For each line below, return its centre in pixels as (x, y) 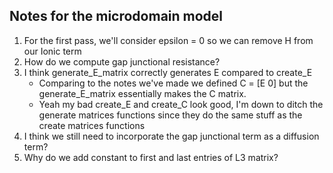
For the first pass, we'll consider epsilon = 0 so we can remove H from (168, 40)
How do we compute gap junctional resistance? (122, 61)
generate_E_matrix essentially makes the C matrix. (142, 93)
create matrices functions (92, 125)
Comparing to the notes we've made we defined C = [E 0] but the (173, 83)
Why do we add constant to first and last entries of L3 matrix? (151, 157)
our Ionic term (52, 51)
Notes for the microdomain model (116, 16)
